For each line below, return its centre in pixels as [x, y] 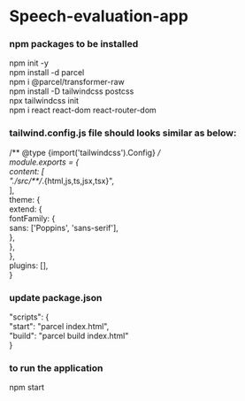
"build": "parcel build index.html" [69, 336]
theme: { [25, 199]
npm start [27, 388]
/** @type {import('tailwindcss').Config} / [85, 152]
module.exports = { [44, 162]
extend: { [26, 209]
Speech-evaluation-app [99, 16]
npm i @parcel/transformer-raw [67, 82]
